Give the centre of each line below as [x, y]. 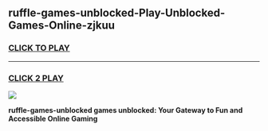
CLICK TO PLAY [39, 48]
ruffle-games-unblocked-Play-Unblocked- [117, 13]
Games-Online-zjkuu [62, 26]
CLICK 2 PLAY [36, 78]
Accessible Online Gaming [53, 118]
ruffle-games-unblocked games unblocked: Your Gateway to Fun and [126, 110]
